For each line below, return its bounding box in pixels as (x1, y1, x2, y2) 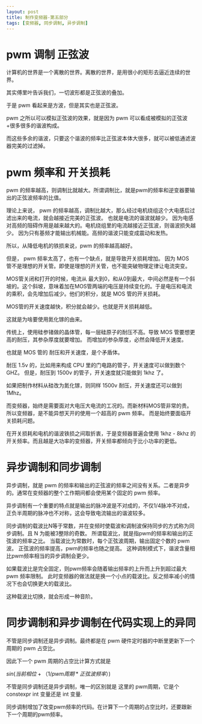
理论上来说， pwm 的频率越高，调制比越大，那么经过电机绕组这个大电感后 (6, 207, 190, 214)
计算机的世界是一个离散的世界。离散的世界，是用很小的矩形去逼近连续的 (6, 68, 185, 76)
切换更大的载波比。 (26, 580, 75, 588)
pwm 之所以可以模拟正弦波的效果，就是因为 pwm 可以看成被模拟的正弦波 (6, 115, 188, 122)
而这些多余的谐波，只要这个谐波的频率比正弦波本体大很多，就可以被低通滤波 (6, 135, 196, 142)
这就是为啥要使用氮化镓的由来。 (6, 316, 85, 323)
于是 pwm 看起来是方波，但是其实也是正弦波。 (6, 102, 121, 109)
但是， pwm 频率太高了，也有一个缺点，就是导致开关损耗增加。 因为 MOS (6, 255, 189, 262)
